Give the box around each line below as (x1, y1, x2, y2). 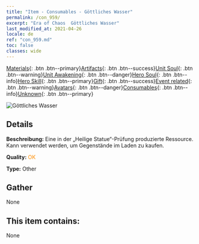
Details (6, 119, 33, 130)
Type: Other (6, 165, 37, 172)
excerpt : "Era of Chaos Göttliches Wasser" (6, 20, 120, 26)
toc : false (6, 43, 34, 49)
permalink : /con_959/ (6, 14, 61, 20)
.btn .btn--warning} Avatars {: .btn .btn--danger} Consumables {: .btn (6, 84, 173, 91)
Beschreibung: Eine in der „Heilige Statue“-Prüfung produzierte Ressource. (6, 135, 194, 142)
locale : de (6, 31, 34, 37)
